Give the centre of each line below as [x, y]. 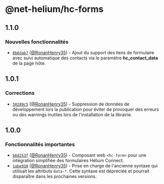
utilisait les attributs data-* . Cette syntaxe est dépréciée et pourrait [81, 171]
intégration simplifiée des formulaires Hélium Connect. [68, 161]
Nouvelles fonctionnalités [37, 42]
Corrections [20, 93]
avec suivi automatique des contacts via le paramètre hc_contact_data [85, 58]
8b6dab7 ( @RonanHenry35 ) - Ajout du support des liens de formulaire [83, 52]
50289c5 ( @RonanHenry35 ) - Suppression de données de [71, 104]
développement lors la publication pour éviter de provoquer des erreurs [85, 109]
